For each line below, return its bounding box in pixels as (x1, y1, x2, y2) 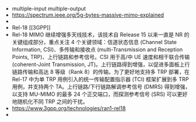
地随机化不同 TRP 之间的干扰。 (11, 98, 88, 105)
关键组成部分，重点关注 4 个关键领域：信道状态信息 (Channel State (11, 39, 177, 45)
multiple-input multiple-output (11, 5, 86, 12)
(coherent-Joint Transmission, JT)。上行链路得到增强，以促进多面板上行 (11, 61, 190, 68)
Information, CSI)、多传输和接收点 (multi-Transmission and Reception (11, 46, 183, 53)
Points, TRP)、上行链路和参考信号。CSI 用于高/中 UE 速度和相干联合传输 (11, 54, 190, 60)
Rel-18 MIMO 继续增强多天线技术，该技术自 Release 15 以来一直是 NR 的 (11, 31, 189, 38)
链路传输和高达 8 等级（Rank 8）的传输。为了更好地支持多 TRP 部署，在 (11, 68, 190, 75)
